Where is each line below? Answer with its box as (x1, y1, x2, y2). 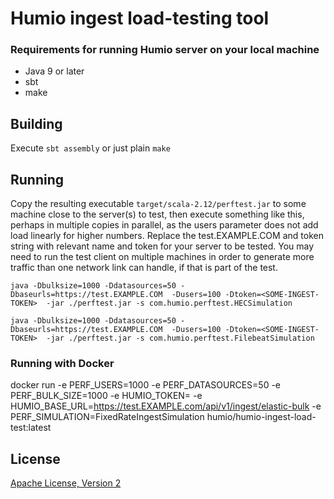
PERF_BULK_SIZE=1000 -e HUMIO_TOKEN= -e (10, 390, 203, 402)
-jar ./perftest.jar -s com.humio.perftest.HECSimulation (46, 298, 293, 309)
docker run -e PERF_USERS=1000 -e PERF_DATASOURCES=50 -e (10, 379, 282, 391)
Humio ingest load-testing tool (10, 7, 270, 30)
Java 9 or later (24, 65, 85, 77)
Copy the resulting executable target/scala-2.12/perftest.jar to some (10, 198, 307, 210)
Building (10, 115, 63, 132)
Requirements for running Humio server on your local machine (10, 43, 320, 57)
